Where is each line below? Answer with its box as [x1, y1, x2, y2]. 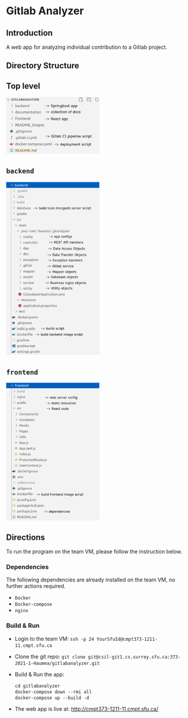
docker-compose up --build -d [14, 695, 90, 701]
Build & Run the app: [14, 670, 64, 678]
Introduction [6, 28, 53, 38]
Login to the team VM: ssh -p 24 [14, 635, 95, 642]
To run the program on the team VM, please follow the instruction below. [6, 548, 183, 555]
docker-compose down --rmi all [14, 689, 92, 695]
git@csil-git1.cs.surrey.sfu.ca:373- [87, 654, 181, 660]
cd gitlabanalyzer [14, 683, 60, 689]
